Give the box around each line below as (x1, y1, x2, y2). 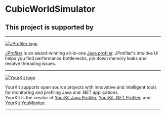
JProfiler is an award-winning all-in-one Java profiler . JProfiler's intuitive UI (5, 50, 159, 56)
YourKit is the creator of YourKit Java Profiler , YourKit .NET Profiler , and (5, 95, 151, 100)
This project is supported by (5, 23, 94, 31)
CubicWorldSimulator (5, 3, 95, 15)
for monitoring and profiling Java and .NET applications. (5, 89, 119, 95)
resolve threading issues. (5, 60, 56, 66)
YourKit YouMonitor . (5, 100, 46, 106)
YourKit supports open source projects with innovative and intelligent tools (5, 85, 157, 90)
